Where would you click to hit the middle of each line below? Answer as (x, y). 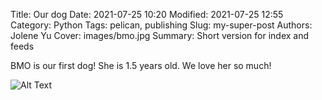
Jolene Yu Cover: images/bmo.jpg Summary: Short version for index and (160, 35)
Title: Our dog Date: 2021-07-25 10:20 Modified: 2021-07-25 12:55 (147, 14)
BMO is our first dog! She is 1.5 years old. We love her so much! (141, 65)
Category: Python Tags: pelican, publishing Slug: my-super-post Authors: (161, 25)
